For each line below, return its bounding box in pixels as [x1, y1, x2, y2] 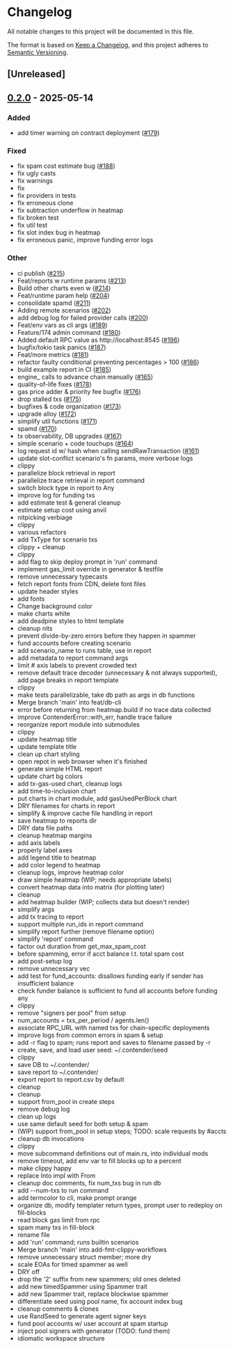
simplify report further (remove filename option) [17, 927, 155, 936]
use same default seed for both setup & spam [17, 1119, 148, 1128]
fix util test [17, 221, 48, 230]
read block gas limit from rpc [17, 1215, 101, 1224]
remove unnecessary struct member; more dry [17, 1252, 152, 1261]
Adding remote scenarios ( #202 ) [17, 306, 111, 314]
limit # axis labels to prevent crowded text [17, 661, 137, 669]
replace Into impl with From [17, 1171, 96, 1180]
